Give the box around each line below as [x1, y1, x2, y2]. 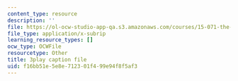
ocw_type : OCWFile [7, 43, 62, 50]
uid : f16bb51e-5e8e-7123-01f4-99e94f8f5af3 [7, 63, 138, 70]
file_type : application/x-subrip [7, 30, 106, 37]
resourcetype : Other [7, 50, 69, 57]
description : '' [7, 17, 55, 24]
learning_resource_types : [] [7, 37, 93, 44]
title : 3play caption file [7, 56, 87, 63]
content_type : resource [7, 10, 78, 18]
